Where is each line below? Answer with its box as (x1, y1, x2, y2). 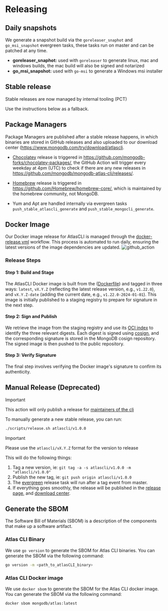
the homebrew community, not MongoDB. (12, 190, 99, 197)
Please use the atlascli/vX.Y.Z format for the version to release (5, 444, 139, 451)
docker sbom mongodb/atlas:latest (5, 600, 78, 606)
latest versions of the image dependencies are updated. (5, 244, 121, 250)
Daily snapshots (5, 24, 57, 32)
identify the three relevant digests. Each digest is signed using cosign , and (5, 330, 159, 336)
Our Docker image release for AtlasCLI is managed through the (5, 234, 135, 240)
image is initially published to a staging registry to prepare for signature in (5, 296, 157, 302)
